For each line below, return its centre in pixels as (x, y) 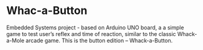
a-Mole (15, 40)
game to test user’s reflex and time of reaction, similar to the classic (91, 34)
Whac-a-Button (47, 11)
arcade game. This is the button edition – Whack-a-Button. (99, 40)
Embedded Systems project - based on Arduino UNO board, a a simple (95, 27)
